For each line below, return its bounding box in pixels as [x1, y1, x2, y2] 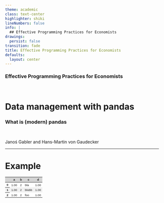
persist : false [9, 39, 41, 44]
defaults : [5, 52, 25, 57]
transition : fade [5, 43, 41, 48]
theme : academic [5, 7, 38, 12]
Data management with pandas [5, 101, 135, 112]
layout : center [9, 57, 41, 62]
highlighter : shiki [5, 16, 45, 21]
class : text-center [5, 12, 45, 17]
